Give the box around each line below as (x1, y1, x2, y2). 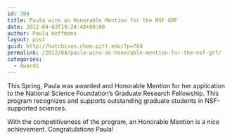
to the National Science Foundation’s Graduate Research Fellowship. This (7, 89, 219, 97)
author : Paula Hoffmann (7, 29, 77, 37)
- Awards (13, 62, 39, 69)
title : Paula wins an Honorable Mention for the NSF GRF (7, 17, 178, 24)
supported (7, 104, 37, 112)
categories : (7, 56, 42, 63)
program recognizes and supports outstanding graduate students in (7, 96, 204, 105)
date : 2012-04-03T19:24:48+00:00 (7, 23, 105, 30)
